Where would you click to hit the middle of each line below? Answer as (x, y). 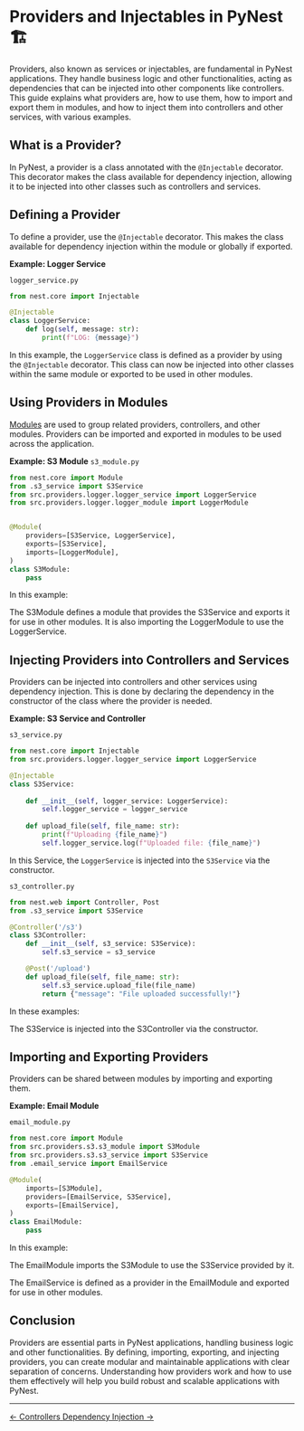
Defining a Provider (65, 215)
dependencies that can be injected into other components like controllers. (147, 88)
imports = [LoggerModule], (72, 552)
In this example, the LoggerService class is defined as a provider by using (146, 355)
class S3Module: (40, 569)
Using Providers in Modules (89, 403)
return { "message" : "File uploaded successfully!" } (142, 994)
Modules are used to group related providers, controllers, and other (135, 424)
